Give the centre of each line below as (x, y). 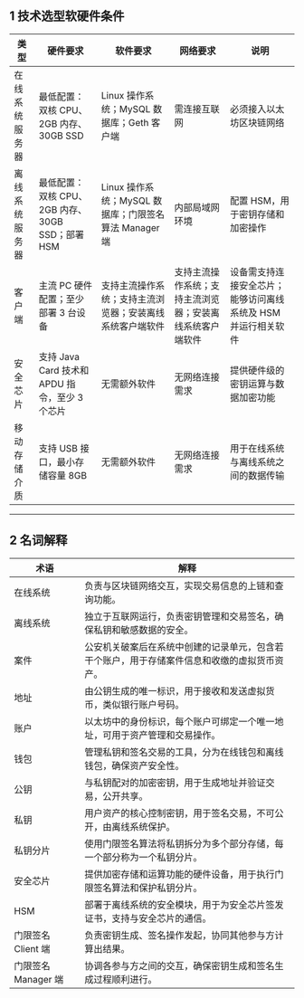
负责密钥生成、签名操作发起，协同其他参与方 (180, 935)
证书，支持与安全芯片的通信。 (148, 918)
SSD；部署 (61, 234)
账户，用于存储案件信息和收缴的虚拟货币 (189, 661)
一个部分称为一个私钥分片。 (143, 857)
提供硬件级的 (257, 370)
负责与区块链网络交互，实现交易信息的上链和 (180, 585)
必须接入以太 (257, 109)
